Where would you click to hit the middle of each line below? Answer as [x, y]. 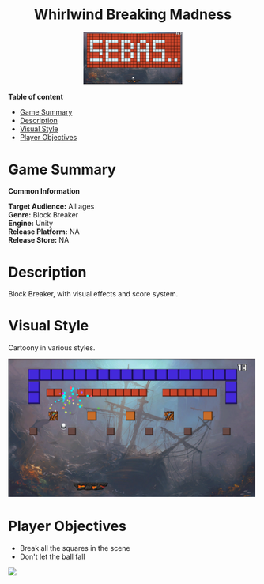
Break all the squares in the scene [75, 548]
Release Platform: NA [44, 232]
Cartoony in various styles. [52, 348]
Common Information [44, 191]
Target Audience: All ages [51, 206]
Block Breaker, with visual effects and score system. [93, 294]
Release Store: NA [39, 240]
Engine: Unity [31, 224]
